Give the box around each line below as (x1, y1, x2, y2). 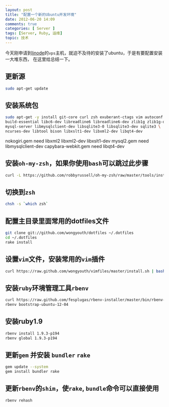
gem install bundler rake (5, 369, 59, 374)
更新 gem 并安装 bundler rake (5, 351, 91, 359)
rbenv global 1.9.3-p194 (5, 336, 57, 341)
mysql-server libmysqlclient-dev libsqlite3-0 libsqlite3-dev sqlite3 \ (5, 124, 161, 129)
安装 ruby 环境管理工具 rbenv (5, 284, 89, 292)
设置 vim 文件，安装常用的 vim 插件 (5, 255, 105, 264)
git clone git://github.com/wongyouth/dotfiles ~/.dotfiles (5, 230, 134, 235)
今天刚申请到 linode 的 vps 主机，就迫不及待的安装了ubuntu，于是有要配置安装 (5, 50, 162, 56)
